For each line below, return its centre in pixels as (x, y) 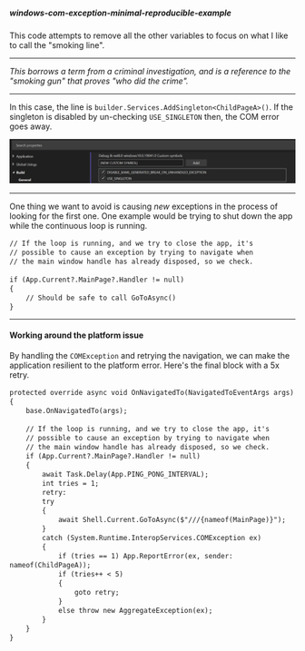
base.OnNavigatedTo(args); (77, 410)
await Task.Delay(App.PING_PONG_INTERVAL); (125, 474)
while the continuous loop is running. (79, 225)
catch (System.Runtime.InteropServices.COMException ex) (152, 538)
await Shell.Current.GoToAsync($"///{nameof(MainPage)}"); (172, 519)
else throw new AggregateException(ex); (135, 610)
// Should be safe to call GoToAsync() (101, 298)
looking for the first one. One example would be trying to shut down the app (151, 216)
